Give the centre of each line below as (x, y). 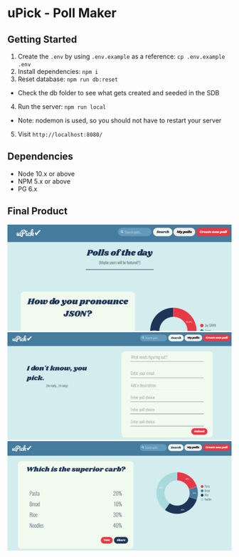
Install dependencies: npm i (58, 71)
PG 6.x (27, 189)
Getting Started (42, 39)
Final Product (37, 211)
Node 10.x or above (46, 174)
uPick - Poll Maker (62, 13)
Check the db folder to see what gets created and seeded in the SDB (118, 93)
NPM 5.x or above (44, 181)
